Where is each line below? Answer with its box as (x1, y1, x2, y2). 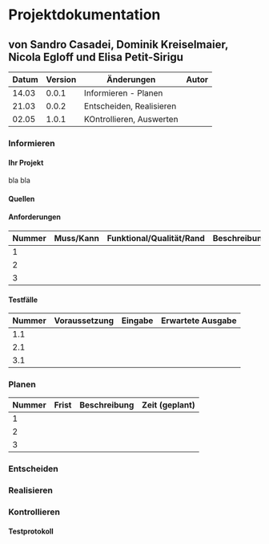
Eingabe (121, 315, 154, 326)
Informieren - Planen (83, 88, 163, 98)
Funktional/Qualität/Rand (106, 232, 206, 243)
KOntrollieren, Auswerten (83, 114, 179, 125)
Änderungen (106, 74, 156, 85)
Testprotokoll (8, 526, 54, 536)
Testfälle (8, 295, 38, 305)
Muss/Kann (54, 232, 100, 243)
